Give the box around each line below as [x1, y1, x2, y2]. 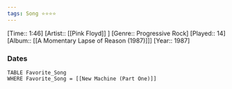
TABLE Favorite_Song [7, 69, 67, 76]
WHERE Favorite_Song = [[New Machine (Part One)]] [7, 75, 157, 82]
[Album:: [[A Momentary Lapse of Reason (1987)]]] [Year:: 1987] [7, 36, 190, 45]
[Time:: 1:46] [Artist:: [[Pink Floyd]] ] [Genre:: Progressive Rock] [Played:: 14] [7, 29, 226, 37]
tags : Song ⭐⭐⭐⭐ [7, 10, 57, 17]
